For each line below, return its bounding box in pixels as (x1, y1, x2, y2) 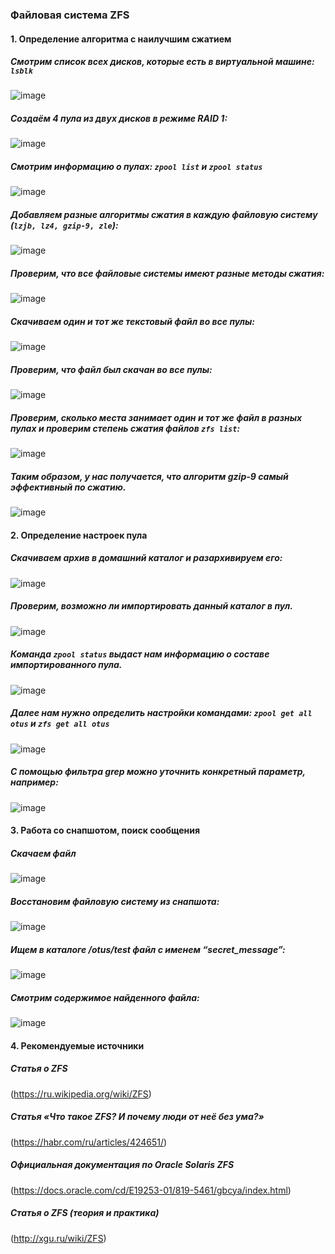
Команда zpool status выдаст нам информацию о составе (10, 648, 270, 660)
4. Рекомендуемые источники (10, 1039, 145, 1052)
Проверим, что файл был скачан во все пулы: (10, 363, 213, 375)
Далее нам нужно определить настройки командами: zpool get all (10, 707, 313, 719)
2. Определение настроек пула (10, 529, 148, 541)
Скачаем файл (10, 847, 77, 859)
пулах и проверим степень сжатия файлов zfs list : (10, 422, 241, 434)
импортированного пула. (10, 659, 123, 671)
